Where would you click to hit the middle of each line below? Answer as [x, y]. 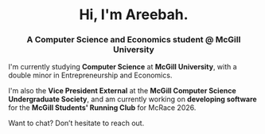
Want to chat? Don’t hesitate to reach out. [76, 123]
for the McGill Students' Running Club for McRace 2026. [102, 108]
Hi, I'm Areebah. [134, 15]
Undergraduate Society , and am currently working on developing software [132, 99]
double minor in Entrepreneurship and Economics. [90, 75]
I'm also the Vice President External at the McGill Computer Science [122, 91]
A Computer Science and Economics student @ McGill [134, 40]
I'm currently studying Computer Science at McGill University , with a [123, 67]
